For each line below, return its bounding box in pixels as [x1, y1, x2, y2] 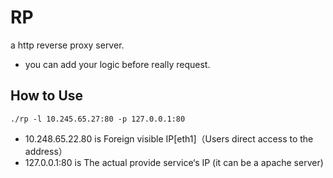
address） [24, 145, 68, 157]
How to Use [10, 87, 84, 105]
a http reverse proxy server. [10, 39, 125, 51]
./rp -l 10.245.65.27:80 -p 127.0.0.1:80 [10, 114, 186, 124]
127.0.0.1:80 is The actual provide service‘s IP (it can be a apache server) [24, 156, 324, 168]
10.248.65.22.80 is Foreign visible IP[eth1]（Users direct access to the [24, 132, 314, 145]
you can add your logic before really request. [24, 58, 211, 70]
